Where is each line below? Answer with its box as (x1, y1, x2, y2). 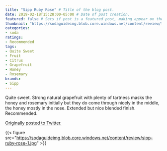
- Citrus (5, 58, 23, 63)
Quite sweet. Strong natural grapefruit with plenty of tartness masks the (5, 95, 153, 101)
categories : (5, 26, 30, 31)
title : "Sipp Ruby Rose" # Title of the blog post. (5, 7, 114, 12)
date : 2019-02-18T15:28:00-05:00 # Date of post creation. (5, 12, 130, 17)
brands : (5, 76, 21, 81)
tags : (5, 44, 16, 49)
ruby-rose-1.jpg (5, 140, 37, 146)
